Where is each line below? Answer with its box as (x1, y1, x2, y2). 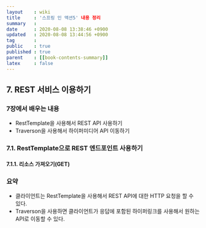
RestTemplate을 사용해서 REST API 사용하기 (15, 120, 123, 127)
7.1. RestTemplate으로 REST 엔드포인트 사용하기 (6, 144, 143, 153)
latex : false (6, 60, 53, 66)
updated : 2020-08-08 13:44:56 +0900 (6, 32, 109, 38)
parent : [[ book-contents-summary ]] (6, 55, 109, 61)
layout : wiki (6, 9, 51, 15)
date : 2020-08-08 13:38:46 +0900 (6, 26, 109, 32)
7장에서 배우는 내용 (6, 104, 59, 113)
